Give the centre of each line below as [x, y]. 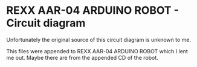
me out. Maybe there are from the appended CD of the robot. [82, 57]
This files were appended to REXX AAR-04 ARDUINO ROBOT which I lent [97, 51]
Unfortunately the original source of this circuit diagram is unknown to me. [99, 39]
